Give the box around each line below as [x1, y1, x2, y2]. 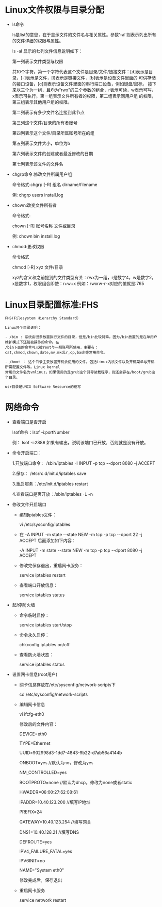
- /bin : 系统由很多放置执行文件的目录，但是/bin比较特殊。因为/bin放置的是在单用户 [5, 335, 158, 339]
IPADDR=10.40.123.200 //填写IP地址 [19, 799, 91, 805]
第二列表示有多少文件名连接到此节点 [12, 109, 85, 115]
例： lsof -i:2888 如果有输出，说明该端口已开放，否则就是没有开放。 [12, 439, 149, 445]
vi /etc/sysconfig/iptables [19, 521, 70, 527]
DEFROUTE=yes [19, 839, 52, 845]
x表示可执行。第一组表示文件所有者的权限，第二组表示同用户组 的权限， [12, 93, 156, 99]
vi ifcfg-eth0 [19, 711, 45, 717]
